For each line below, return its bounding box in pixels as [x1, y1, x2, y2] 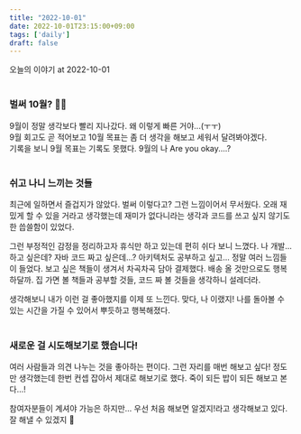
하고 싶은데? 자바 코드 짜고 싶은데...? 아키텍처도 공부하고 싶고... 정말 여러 [9, 252, 264, 263]
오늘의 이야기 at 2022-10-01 [9, 64, 110, 75]
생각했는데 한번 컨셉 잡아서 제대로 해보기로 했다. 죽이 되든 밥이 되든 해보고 [18, 372, 278, 383]
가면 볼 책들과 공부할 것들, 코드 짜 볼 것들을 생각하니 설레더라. [44, 274, 261, 285]
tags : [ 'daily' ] [9, 30, 70, 39]
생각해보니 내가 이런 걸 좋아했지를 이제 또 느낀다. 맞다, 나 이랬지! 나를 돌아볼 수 [9, 294, 286, 305]
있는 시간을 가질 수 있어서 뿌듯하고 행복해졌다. [9, 305, 171, 316]
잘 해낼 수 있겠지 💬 [9, 414, 75, 425]
